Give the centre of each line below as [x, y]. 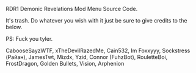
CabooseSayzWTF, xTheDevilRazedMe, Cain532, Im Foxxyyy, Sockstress [98, 50]
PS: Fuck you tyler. [29, 39]
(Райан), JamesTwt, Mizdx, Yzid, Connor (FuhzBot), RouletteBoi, [87, 57]
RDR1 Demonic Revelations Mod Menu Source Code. [72, 9]
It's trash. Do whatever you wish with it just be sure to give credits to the [96, 20]
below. [14, 27]
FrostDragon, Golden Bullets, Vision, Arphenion [65, 64]
